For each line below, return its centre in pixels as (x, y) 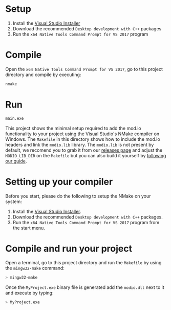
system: (14, 202)
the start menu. (29, 228)
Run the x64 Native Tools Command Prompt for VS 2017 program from (86, 222)
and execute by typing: (29, 293)
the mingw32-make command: (35, 268)
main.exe (15, 118)
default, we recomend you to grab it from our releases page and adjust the (84, 150)
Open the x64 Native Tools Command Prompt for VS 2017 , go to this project (84, 69)
